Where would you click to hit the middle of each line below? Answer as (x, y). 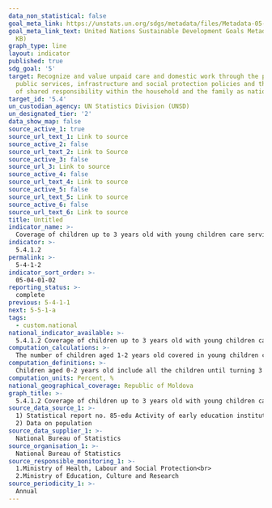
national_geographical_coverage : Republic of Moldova (101, 385)
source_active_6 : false (49, 204)
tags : (17, 317)
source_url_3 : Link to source (59, 167)
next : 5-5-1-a (32, 310)
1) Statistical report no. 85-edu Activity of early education (124, 416)
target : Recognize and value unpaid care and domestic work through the (134, 76)
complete (30, 295)
